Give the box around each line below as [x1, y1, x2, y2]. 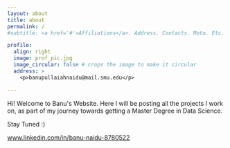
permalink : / [7, 23, 45, 30]
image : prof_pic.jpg [13, 55, 73, 62]
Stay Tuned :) [7, 120, 46, 128]
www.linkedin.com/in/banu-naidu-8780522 [7, 133, 130, 142]
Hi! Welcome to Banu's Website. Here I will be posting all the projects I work [7, 99, 224, 107]
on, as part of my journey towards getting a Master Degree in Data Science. [7, 107, 223, 115]
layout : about [7, 10, 48, 17]
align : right [13, 48, 51, 55]
